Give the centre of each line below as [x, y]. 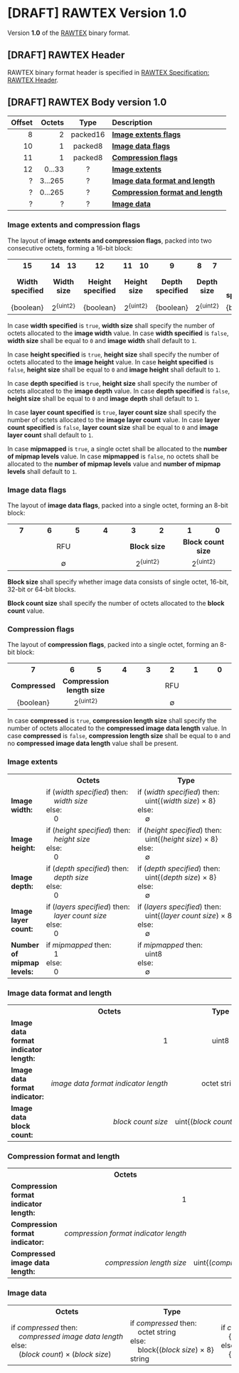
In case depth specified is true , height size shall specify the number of [113, 384]
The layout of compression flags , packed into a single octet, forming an [113, 645]
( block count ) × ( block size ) [65, 1354]
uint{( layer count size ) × [185, 915]
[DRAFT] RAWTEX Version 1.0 [97, 13]
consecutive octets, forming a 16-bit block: [70, 248]
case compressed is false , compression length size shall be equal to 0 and [119, 736]
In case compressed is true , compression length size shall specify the [112, 721]
